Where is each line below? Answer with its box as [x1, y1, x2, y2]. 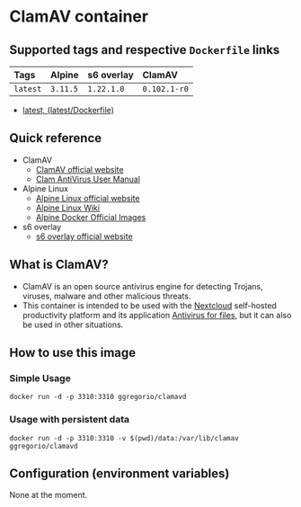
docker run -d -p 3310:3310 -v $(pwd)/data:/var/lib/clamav [9, 433, 240, 442]
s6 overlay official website [35, 231, 133, 242]
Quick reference [9, 130, 102, 146]
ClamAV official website [35, 164, 124, 174]
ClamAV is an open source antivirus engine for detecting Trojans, [22, 280, 263, 291]
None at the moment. [9, 490, 88, 501]
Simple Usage [9, 371, 72, 384]
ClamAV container [9, 6, 149, 27]
